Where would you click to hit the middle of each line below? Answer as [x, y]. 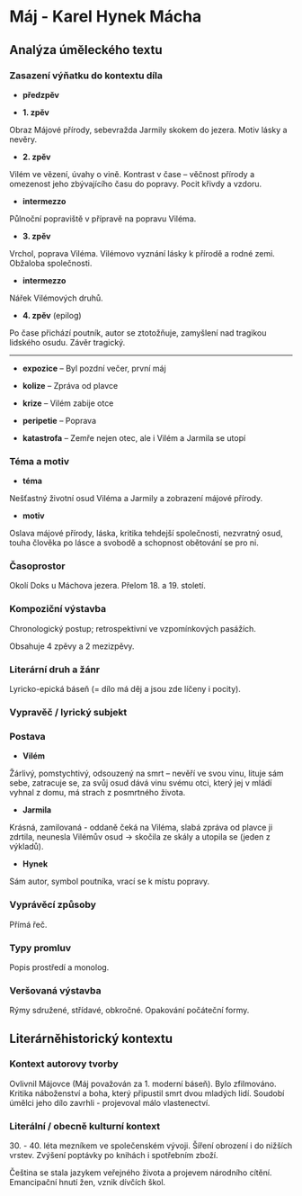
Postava [28, 736]
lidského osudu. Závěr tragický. [67, 342]
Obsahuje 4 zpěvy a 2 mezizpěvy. [72, 646]
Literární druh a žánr [55, 670]
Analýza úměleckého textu [86, 50]
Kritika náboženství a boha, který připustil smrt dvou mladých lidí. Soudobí [147, 1093]
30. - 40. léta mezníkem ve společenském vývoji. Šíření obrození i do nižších [151, 1146]
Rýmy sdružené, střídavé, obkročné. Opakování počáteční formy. [129, 1011]
